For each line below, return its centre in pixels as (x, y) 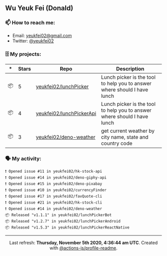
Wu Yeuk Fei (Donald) (39, 8)
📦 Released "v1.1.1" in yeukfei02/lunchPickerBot (58, 215)
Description (130, 68)
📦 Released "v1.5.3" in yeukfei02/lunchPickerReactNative (67, 228)
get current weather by (128, 131)
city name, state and (125, 137)
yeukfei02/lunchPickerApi (66, 113)
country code (117, 143)
